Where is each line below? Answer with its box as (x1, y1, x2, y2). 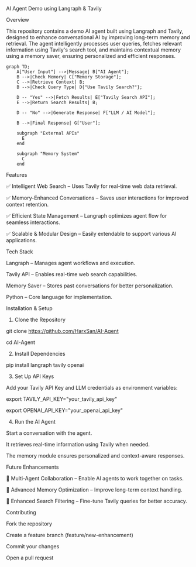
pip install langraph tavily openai (6, 362, 84, 368)
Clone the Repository (14, 316, 66, 323)
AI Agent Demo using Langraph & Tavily (6, 5, 102, 12)
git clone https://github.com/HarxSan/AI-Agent (6, 328, 119, 334)
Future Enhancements (6, 463, 59, 470)
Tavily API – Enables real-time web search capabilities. (6, 271, 137, 277)
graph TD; (6, 64, 30, 70)
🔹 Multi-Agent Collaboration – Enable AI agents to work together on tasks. (6, 475, 184, 482)
